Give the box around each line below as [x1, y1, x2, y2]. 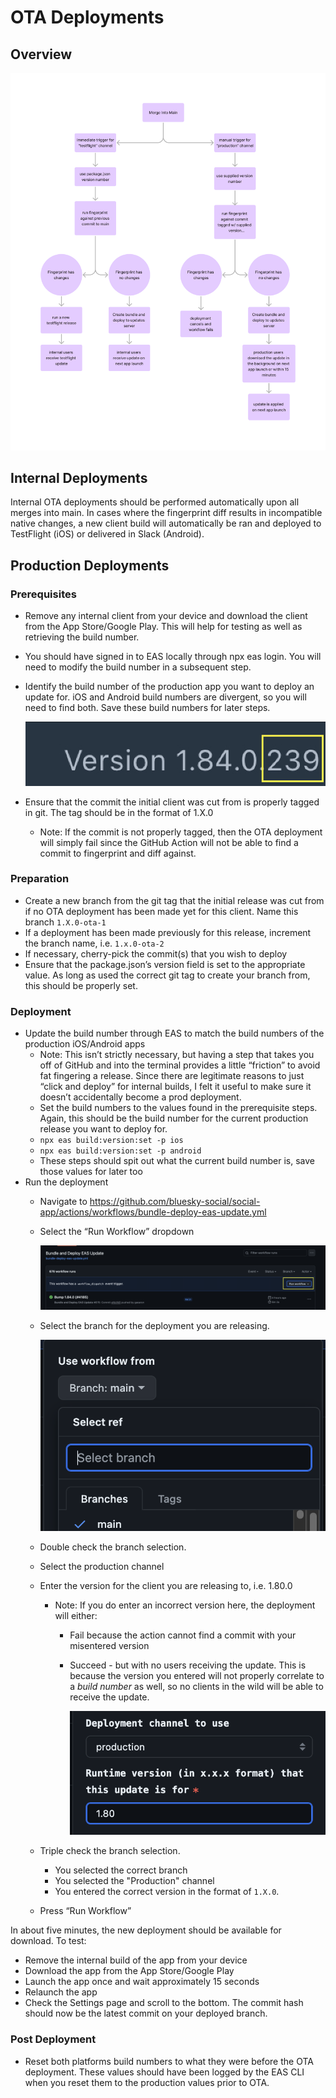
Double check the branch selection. [39, 1541, 187, 1553]
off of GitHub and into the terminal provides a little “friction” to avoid [39, 1059, 321, 1071]
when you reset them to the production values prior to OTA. [24, 2076, 270, 2088]
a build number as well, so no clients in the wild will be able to [69, 1681, 324, 1693]
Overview [10, 46, 73, 63]
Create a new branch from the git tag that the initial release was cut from [24, 894, 325, 906]
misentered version [69, 1640, 150, 1652]
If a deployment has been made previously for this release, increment [24, 926, 312, 938]
